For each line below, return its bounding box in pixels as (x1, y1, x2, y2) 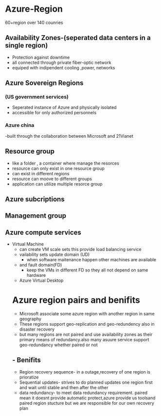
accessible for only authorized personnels (12, 110, 97, 116)
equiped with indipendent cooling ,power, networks (12, 64, 115, 70)
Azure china (5, 122, 35, 129)
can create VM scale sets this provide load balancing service (19, 247, 142, 252)
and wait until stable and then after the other (19, 384, 108, 390)
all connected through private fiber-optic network (12, 60, 111, 65)
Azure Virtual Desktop (19, 277, 64, 284)
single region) (5, 42, 48, 50)
